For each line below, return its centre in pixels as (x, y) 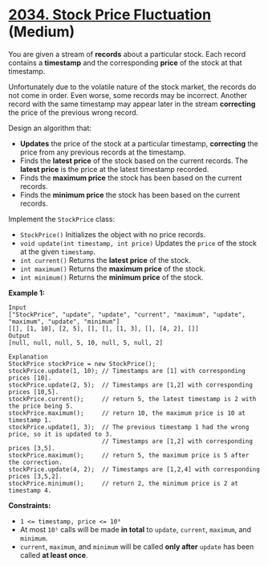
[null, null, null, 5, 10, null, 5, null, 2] (85, 342)
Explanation (28, 357)
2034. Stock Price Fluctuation (110, 15)
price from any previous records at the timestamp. (103, 152)
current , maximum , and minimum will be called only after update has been (137, 546)
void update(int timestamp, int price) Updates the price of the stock (138, 243)
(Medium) (42, 32)
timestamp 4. (30, 490)
